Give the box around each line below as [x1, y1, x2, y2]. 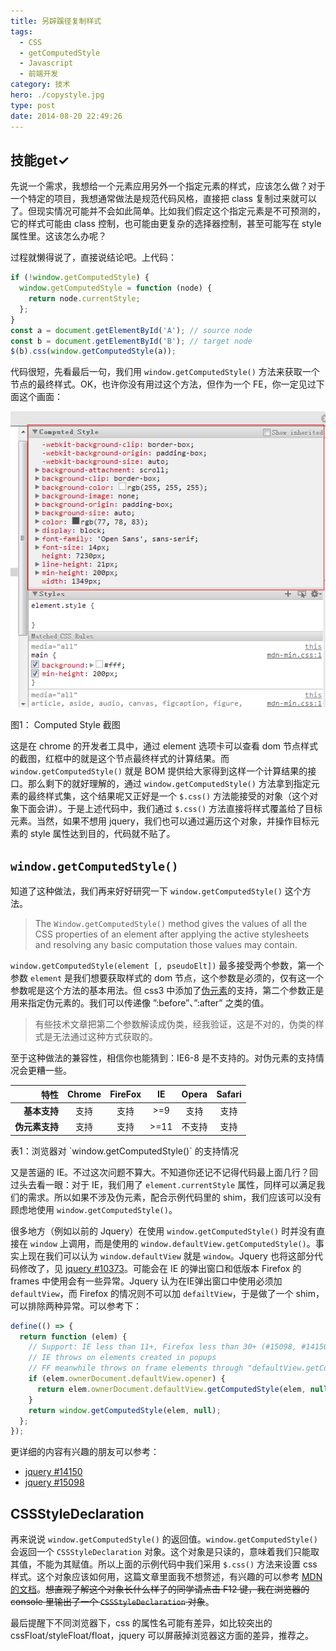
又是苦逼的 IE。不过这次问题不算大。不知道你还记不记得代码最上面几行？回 [10, 1166, 319, 1178]
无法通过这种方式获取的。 [52, 1031, 158, 1043]
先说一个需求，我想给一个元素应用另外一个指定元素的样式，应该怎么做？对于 [10, 180, 326, 192]
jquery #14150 [24, 1466, 83, 1478]
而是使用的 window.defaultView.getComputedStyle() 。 [94, 1237, 316, 1249]
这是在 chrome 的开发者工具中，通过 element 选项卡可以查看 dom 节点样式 [10, 740, 318, 752]
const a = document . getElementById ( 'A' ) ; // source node [10, 325, 253, 335]
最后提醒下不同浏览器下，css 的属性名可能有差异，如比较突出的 [10, 1617, 273, 1629]
